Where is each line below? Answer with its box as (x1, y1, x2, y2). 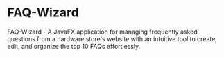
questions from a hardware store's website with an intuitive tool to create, (7, 34, 217, 43)
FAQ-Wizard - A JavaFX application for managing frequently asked (7, 27, 198, 36)
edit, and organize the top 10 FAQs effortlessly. (7, 42, 141, 50)
